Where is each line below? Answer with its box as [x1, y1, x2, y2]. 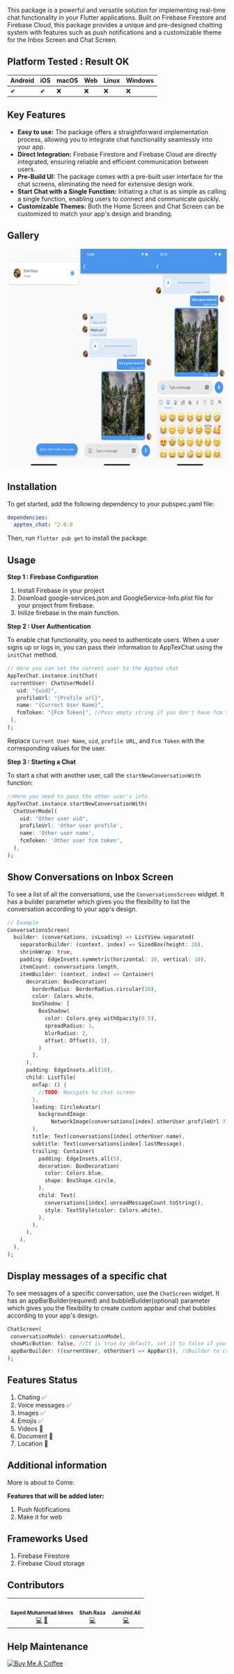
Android [10, 76, 35, 85]
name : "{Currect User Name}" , [16, 702, 104, 709]
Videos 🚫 [17, 1424, 44, 1433]
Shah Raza [79, 1609, 106, 1616]
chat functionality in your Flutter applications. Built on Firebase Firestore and [7, 13, 226, 22]
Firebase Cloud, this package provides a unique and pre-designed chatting [7, 21, 223, 29]
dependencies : [7, 514, 49, 521]
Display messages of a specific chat [7, 1271, 167, 1282]
